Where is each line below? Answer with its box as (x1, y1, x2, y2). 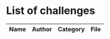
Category (57, 25, 85, 33)
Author (31, 25, 52, 33)
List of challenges (6, 4, 96, 17)
